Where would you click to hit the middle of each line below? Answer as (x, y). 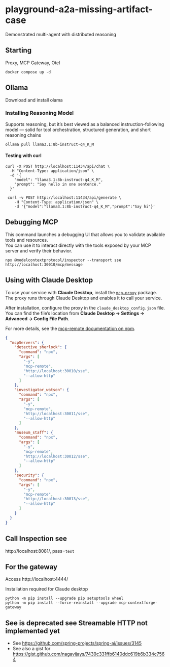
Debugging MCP (32, 222)
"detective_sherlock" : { (41, 347)
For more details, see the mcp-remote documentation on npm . (70, 328)
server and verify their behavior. (39, 250)
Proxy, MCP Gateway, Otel (33, 63)
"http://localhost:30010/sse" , (57, 371)
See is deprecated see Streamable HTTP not (77, 623)
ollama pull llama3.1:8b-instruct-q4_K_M (50, 144)
